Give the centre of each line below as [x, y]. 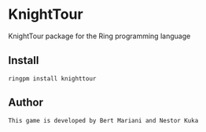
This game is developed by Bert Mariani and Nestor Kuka [103, 120]
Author [26, 103]
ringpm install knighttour [52, 78]
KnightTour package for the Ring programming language [99, 36]
